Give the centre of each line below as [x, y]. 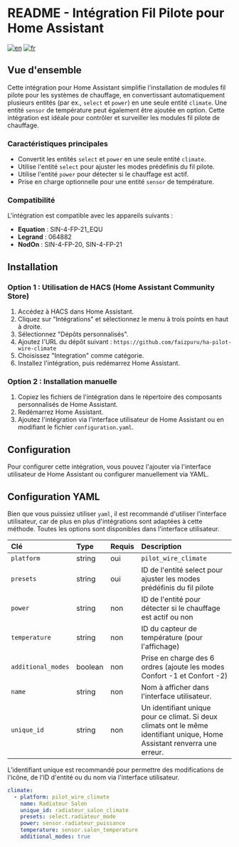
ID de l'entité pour [171, 599]
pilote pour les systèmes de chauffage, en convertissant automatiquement [116, 95]
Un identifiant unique [176, 708]
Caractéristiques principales [58, 144]
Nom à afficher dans [175, 687]
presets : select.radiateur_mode [68, 817]
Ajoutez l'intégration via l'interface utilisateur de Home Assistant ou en [121, 420]
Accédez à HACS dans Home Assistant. [76, 311]
